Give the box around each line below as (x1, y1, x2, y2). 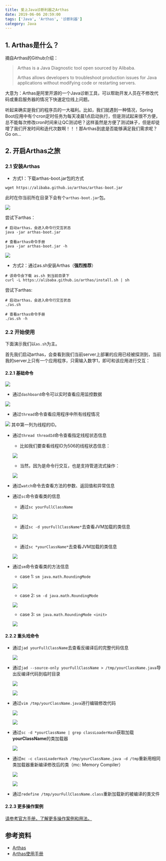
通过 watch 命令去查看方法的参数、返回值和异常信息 (12, 483, 115, 489)
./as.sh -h (5, 316, 28, 321)
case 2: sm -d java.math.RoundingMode (19, 593, 99, 599)
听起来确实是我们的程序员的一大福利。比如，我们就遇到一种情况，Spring (5, 107, 154, 113)
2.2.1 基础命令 (5, 370, 34, 376)
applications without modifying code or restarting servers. (17, 80, 136, 86)
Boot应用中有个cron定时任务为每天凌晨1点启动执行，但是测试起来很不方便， (5, 113, 160, 119)
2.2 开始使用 (5, 328, 35, 335)
